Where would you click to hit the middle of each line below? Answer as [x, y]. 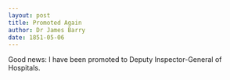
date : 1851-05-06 [36, 37]
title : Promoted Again [45, 23]
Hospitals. [24, 68]
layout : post [29, 15]
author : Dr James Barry [47, 30]
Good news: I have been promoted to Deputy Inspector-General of [115, 60]
